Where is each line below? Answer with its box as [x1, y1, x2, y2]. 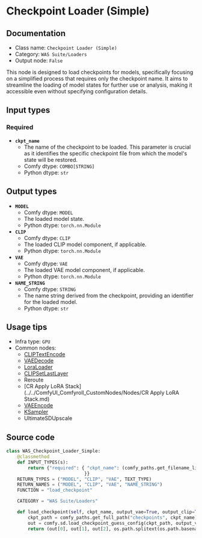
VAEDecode [23, 357, 54, 365]
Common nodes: [14, 344, 57, 351]
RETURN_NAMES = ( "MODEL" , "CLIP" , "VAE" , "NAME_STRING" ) [17, 481, 163, 488]
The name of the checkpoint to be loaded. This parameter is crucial [23, 143, 191, 150]
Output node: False [14, 57, 63, 64]
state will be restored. [23, 156, 78, 163]
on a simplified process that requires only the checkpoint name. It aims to [6, 75, 188, 82]
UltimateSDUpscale [23, 415, 73, 422]
